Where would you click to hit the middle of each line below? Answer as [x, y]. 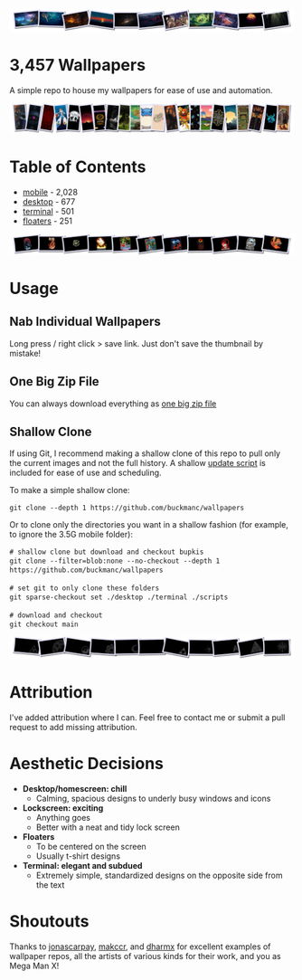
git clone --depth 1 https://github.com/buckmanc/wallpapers [127, 508]
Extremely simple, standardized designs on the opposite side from [159, 875]
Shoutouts [49, 922]
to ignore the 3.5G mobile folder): [71, 535]
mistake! [25, 353]
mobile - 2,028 [50, 192]
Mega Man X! [34, 966]
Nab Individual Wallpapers [85, 322]
